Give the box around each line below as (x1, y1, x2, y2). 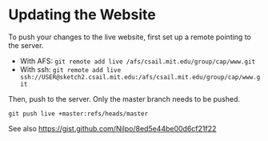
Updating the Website (8, 6, 156, 24)
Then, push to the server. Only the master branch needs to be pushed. (8, 94, 241, 103)
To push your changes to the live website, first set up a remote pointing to (8, 32, 252, 42)
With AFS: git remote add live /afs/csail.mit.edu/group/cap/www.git (19, 56, 256, 66)
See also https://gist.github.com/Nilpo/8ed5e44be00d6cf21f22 (8, 123, 217, 133)
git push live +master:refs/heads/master (8, 110, 149, 118)
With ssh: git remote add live (19, 64, 122, 74)
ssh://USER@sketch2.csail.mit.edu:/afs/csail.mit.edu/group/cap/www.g (19, 73, 261, 81)
